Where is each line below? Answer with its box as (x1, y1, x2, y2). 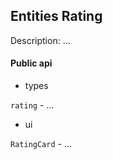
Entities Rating (10, 8, 103, 25)
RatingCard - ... (10, 138, 73, 150)
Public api (10, 57, 53, 69)
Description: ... (10, 34, 71, 46)
